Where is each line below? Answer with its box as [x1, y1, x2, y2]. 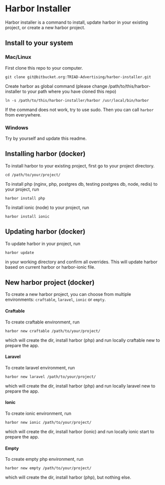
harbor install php [5, 196, 45, 201]
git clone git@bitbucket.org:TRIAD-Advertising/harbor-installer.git [5, 75, 152, 80]
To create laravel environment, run [5, 364, 75, 370]
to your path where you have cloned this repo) [22, 88, 117, 94]
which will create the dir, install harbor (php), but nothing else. [5, 475, 131, 481]
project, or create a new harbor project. [5, 24, 85, 30]
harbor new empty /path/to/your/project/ [5, 466, 92, 471]
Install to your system [5, 39, 73, 47]
